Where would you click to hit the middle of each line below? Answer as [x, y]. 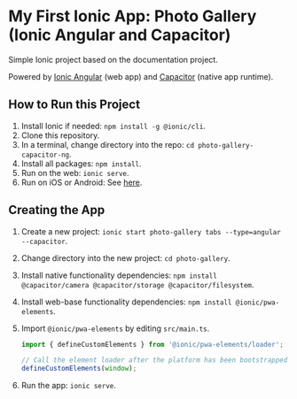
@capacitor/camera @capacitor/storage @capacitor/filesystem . [137, 284]
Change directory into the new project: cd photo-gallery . [126, 257]
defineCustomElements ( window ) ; [79, 369]
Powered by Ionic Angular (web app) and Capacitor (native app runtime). [141, 76]
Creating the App [57, 210]
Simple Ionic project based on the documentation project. [113, 59]
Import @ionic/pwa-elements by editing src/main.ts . [115, 328]
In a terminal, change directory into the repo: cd [108, 144]
